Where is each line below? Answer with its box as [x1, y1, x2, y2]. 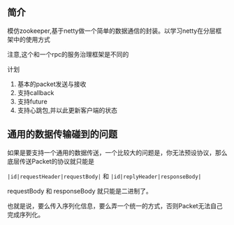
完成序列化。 [7, 210, 44, 219]
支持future [17, 97, 47, 106]
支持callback [17, 88, 54, 96]
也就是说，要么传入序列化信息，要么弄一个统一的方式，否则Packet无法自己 [7, 201, 223, 210]
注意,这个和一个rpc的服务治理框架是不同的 [7, 50, 129, 58]
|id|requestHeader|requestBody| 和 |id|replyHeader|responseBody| [7, 172, 202, 180]
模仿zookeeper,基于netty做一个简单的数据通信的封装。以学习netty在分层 [7, 27, 216, 35]
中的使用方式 [13, 35, 50, 43]
